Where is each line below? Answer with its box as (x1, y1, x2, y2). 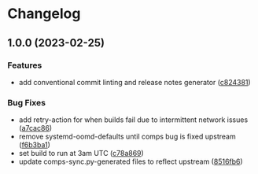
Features (7, 60, 42, 71)
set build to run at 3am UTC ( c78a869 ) (18, 149, 145, 158)
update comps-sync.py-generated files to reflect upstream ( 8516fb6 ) (18, 157, 243, 166)
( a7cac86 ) (18, 124, 53, 133)
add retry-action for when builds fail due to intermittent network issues (18, 115, 249, 124)
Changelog (7, 5, 81, 23)
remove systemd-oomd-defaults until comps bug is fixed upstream (18, 131, 237, 142)
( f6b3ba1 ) (18, 140, 50, 150)
